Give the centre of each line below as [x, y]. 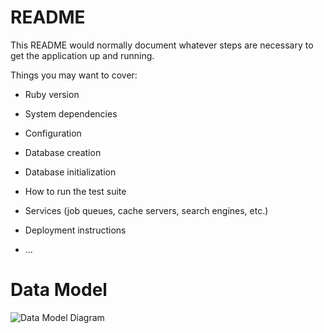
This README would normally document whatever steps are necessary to [162, 45]
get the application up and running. [82, 55]
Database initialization [70, 172]
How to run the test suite [75, 191]
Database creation [63, 152]
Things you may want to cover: [74, 75]
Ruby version [52, 94]
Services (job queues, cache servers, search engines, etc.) [146, 210]
